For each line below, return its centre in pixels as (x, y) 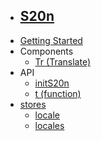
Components (46, 51)
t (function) (58, 93)
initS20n (52, 83)
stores (33, 104)
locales (49, 125)
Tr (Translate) (62, 61)
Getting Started (51, 40)
